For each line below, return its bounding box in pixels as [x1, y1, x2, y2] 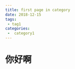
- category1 [7, 31, 35, 36]
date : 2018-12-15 [5, 12, 41, 17]
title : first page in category [5, 7, 70, 13]
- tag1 [7, 21, 21, 27]
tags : [5, 17, 16, 22]
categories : [5, 26, 30, 31]
